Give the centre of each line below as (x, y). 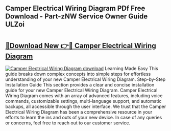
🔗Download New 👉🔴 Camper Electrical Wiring (81, 46)
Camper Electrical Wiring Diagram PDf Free (75, 8)
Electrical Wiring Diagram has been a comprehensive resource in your (79, 112)
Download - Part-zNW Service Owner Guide (77, 17)
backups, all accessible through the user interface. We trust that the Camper (86, 106)
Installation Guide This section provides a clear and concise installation (80, 85)
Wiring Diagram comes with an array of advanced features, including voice (84, 96)
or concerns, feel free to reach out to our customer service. (68, 123)
